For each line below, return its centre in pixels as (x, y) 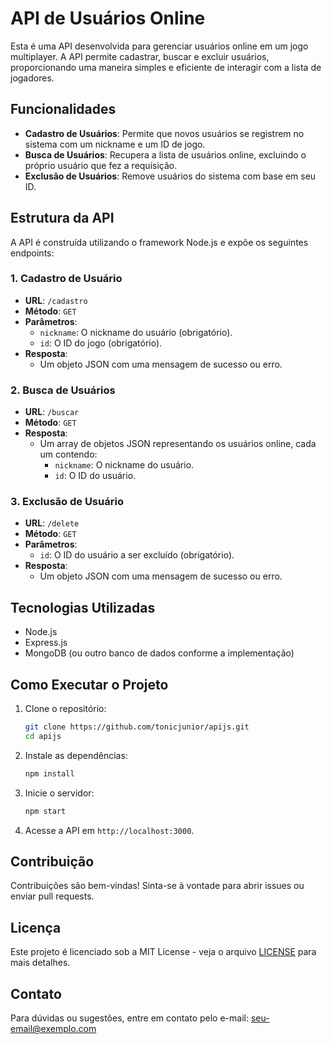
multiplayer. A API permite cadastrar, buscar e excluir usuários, (140, 56)
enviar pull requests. (52, 896)
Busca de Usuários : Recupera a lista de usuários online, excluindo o (165, 154)
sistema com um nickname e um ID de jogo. (115, 144)
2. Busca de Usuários (63, 390)
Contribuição (52, 861)
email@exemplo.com (53, 1029)
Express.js (46, 643)
